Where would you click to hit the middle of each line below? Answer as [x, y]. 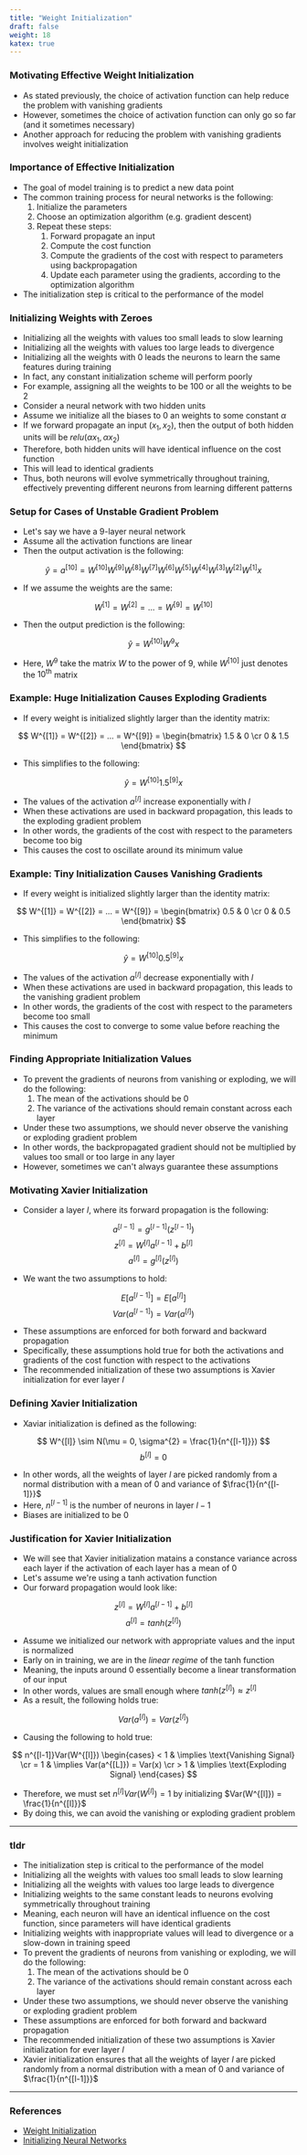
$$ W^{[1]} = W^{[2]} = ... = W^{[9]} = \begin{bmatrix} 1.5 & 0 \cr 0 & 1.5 [153, 736]
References [36, 2110]
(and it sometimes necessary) [79, 124]
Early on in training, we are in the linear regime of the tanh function [148, 1660]
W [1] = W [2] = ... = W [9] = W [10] [153, 606]
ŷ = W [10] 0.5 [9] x [153, 957]
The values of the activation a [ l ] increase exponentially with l [137, 801]
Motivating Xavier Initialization [79, 1190]
